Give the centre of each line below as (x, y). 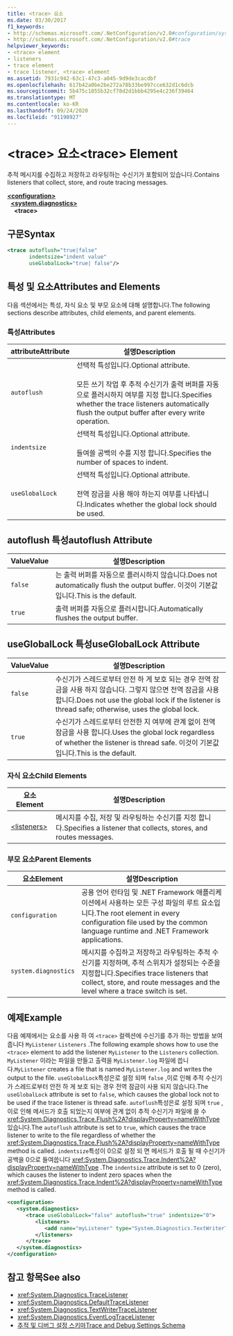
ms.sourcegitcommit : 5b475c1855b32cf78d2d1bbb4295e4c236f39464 (101, 91)
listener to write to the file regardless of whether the (81, 1136)
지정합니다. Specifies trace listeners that (145, 973)
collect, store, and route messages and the (151, 983)
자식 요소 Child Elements (47, 775)
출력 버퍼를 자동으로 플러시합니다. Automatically (129, 608)
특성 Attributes (31, 332)
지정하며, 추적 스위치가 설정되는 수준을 (161, 963)
